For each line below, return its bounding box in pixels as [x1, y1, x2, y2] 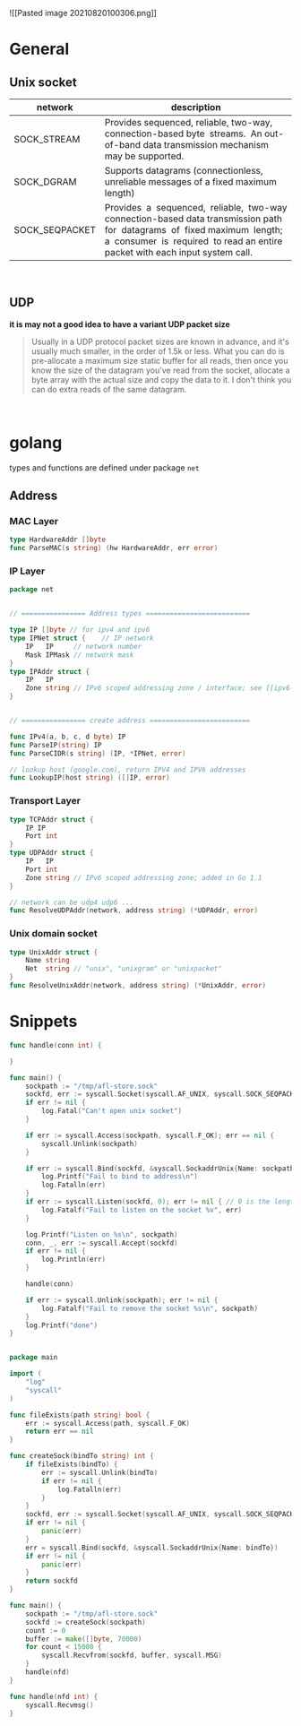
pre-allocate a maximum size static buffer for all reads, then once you [30, 355, 288, 366]
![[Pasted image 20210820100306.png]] [9, 8, 157, 18]
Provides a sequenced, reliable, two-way [104, 202, 288, 213]
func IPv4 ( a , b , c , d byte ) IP [9, 732, 126, 741]
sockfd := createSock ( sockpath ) [25, 1618, 146, 1627]
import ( [9, 1369, 42, 1378]
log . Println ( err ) [41, 1255, 106, 1264]
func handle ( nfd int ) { [9, 1692, 99, 1701]
